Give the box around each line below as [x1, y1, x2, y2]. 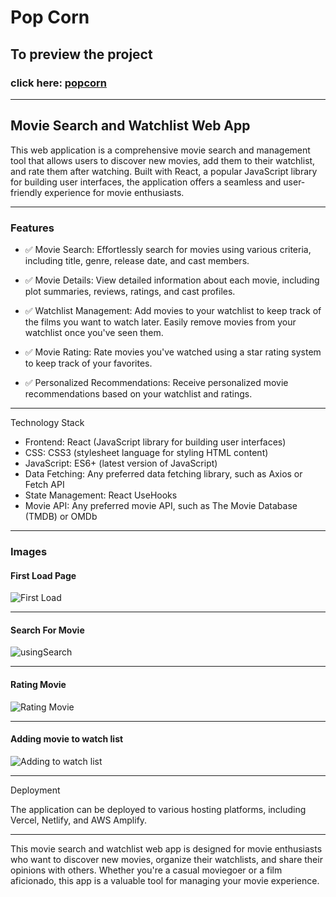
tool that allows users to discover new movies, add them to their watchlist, [10, 154, 316, 166]
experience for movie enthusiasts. [44, 186, 185, 198]
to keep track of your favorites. [24, 357, 153, 369]
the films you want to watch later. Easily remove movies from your [24, 316, 297, 328]
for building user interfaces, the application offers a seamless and [10, 176, 282, 188]
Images [10, 544, 48, 558]
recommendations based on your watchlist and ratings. [24, 387, 253, 400]
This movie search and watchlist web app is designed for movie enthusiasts [10, 842, 323, 855]
